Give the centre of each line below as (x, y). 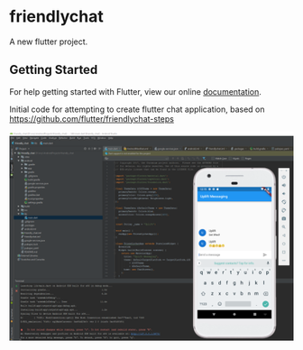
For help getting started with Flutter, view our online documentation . (135, 91)
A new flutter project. (49, 41)
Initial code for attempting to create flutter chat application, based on (137, 109)
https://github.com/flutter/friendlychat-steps (92, 118)
